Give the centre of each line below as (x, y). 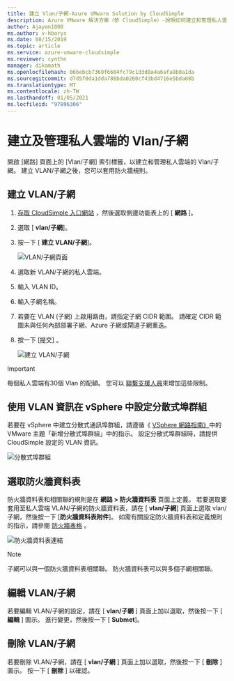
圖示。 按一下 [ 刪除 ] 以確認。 (50, 671)
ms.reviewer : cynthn (37, 59)
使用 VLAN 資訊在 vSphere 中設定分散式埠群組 (107, 407)
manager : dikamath (34, 66)
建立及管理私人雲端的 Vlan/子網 (98, 141)
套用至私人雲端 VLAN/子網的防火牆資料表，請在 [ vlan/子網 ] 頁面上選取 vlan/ (117, 508)
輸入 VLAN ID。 (40, 286)
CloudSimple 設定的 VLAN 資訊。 (55, 443)
